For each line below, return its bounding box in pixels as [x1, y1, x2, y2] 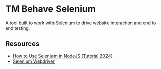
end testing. [5, 25, 30, 31]
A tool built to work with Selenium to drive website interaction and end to [5, 20, 156, 26]
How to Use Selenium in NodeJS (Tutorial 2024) [12, 53, 113, 59]
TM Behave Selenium [5, 3, 96, 15]
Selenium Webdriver [12, 58, 55, 64]
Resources [5, 40, 40, 48]
